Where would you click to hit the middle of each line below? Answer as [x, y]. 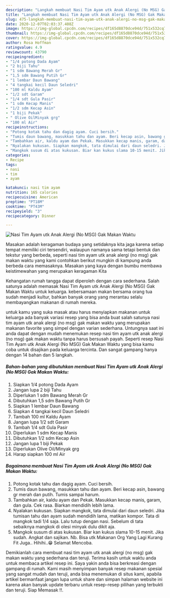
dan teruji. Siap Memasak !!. [35, 590]
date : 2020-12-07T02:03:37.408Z [40, 24]
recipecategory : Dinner [31, 216]
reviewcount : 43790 [26, 52]
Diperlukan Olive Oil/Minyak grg [46, 449]
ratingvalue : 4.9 [24, 47]
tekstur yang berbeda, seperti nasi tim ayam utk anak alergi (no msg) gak [82, 255]
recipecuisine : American [32, 197]
